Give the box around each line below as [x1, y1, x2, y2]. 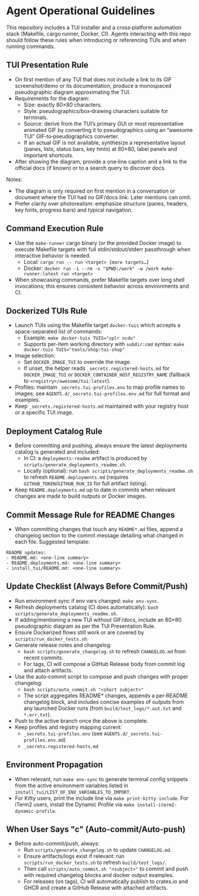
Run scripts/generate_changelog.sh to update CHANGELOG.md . [23, 846, 172, 854]
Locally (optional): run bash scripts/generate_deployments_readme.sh [23, 467, 194, 474]
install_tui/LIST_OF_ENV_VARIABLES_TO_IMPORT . [14, 788, 131, 795]
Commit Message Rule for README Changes [6, 510, 175, 520]
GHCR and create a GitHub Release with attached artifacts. [23, 884, 168, 891]
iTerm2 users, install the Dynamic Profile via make [14, 801, 135, 808]
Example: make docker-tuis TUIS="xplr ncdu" [23, 334, 136, 341]
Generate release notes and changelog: [14, 641, 112, 649]
